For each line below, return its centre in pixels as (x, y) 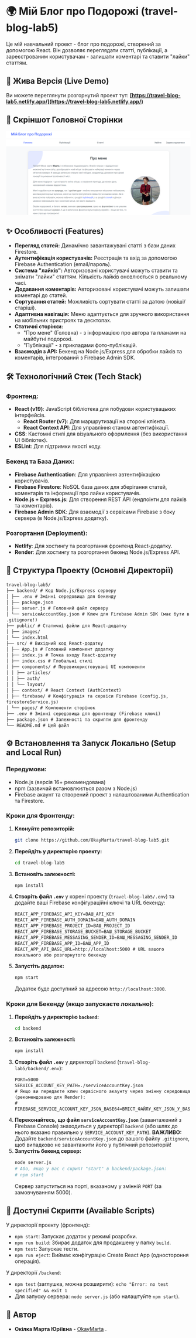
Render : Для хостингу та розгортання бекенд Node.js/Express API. (97, 552)
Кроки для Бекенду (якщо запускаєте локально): (80, 1004)
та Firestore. (30, 801)
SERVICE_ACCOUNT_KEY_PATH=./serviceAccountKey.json (79, 1086)
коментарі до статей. (41, 295)
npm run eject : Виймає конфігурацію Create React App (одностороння (102, 1255)
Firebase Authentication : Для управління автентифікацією (87, 474)
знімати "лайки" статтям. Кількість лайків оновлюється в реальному (101, 277)
